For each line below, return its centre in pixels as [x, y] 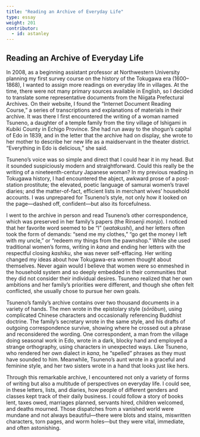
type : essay [21, 17]
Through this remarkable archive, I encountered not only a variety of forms [98, 377]
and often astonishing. [34, 427]
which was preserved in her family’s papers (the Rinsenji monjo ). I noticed [97, 221]
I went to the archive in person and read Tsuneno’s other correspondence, [97, 215]
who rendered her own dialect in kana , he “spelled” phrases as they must [96, 353]
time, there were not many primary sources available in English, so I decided [100, 91]
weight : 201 [21, 23]
